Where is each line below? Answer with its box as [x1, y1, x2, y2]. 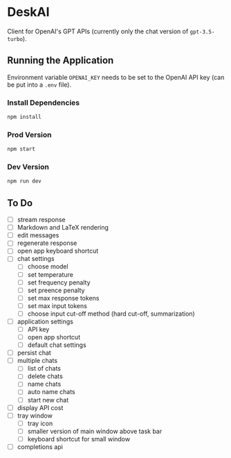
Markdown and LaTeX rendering [17, 223, 109, 232]
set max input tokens [27, 301, 88, 309]
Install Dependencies [7, 98, 80, 108]
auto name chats [27, 388, 75, 396]
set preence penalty [27, 286, 85, 294]
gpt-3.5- [190, 28, 215, 35]
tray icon [27, 419, 53, 427]
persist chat [17, 348, 52, 357]
